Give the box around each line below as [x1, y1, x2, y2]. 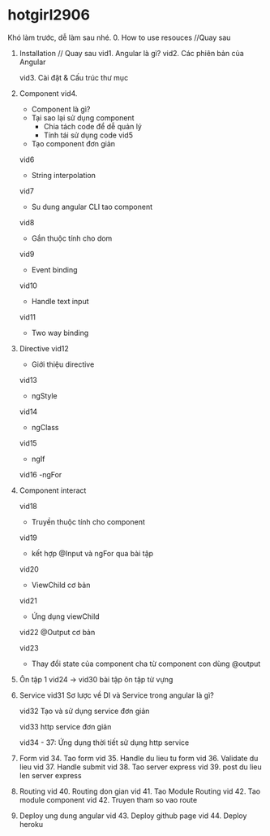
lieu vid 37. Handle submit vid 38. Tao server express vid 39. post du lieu [19, 762, 263, 772]
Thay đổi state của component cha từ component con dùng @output [31, 659, 261, 668]
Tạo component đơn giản [31, 138, 115, 148]
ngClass [31, 422, 59, 432]
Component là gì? [31, 104, 91, 114]
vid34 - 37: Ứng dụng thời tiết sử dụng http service [19, 738, 190, 747]
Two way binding [31, 328, 89, 337]
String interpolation [31, 170, 96, 180]
